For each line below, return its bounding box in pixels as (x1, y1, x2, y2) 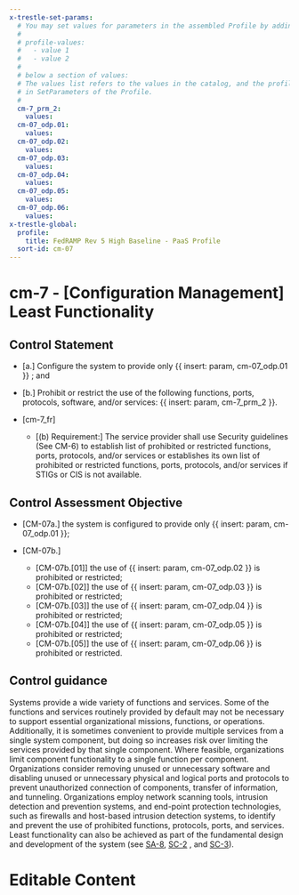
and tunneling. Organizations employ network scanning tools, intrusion (9, 791, 269, 802)
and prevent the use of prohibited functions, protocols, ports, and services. (9, 819, 285, 830)
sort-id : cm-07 (17, 245, 74, 254)
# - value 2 (17, 54, 69, 63)
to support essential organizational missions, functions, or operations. (9, 715, 265, 726)
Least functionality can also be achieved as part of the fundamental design (9, 829, 284, 840)
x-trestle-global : (9, 220, 77, 229)
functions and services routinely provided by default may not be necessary (9, 706, 285, 717)
